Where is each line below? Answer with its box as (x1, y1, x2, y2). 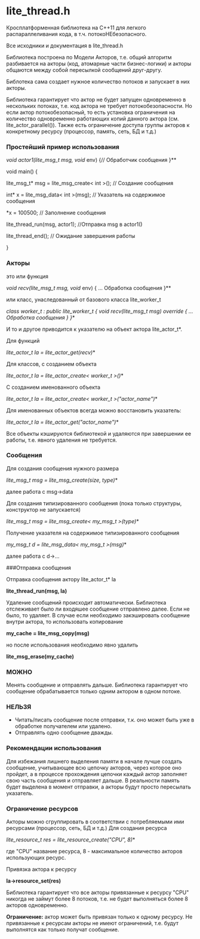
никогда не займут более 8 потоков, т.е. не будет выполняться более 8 (6, 895, 188, 902)
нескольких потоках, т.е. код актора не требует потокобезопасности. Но (6, 102, 193, 109)
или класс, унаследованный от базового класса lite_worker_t (6, 295, 161, 303)
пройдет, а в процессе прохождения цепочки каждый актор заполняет (6, 770, 187, 777)
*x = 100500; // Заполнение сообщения (6, 209, 106, 216)
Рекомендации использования (6, 744, 101, 753)
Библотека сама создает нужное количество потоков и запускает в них (6, 78, 190, 85)
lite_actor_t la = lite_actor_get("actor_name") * (6, 418, 119, 425)
